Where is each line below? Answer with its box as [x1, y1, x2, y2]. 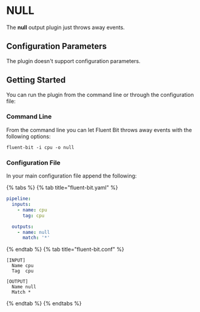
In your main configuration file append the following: [6, 172, 137, 179]
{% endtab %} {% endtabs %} [6, 300, 82, 307]
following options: [6, 133, 51, 140]
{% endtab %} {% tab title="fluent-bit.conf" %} [6, 246, 124, 253]
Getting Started [6, 75, 66, 85]
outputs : [12, 224, 34, 230]
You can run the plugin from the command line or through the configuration [6, 91, 194, 98]
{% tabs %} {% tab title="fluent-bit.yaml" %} [6, 184, 118, 191]
